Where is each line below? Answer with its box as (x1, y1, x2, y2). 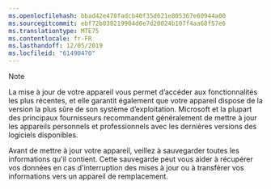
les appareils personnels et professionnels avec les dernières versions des (8, 122, 257, 131)
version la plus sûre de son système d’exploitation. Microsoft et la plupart (8, 104, 252, 114)
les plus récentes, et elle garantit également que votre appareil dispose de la (8, 96, 263, 105)
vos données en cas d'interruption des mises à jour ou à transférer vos (8, 163, 244, 172)
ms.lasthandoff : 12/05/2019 (8, 42, 104, 50)
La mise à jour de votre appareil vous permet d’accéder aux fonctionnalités (8, 87, 258, 97)
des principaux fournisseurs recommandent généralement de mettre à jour (8, 113, 257, 122)
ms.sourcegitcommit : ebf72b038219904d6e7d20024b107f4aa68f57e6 (8, 19, 227, 27)
